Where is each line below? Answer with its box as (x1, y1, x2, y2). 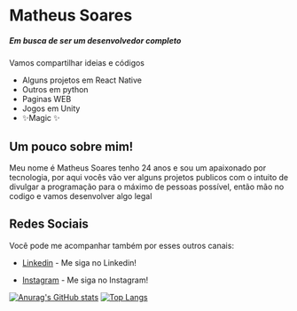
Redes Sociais (9, 217, 89, 232)
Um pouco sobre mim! (9, 139, 134, 154)
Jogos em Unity (21, 103, 81, 114)
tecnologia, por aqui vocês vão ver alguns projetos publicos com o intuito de (9, 171, 289, 182)
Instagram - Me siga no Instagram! (21, 275, 149, 285)
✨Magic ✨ (21, 113, 60, 124)
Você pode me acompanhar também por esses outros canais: (9, 240, 235, 251)
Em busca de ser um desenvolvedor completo (9, 35, 182, 45)
